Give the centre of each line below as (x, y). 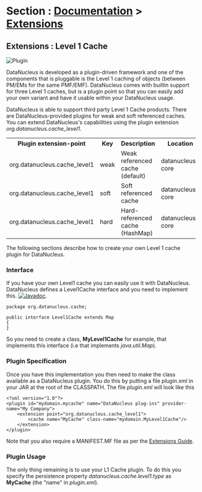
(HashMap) (137, 233)
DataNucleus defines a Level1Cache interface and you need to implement (97, 290)
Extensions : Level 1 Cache (57, 46)
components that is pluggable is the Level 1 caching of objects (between (96, 79)
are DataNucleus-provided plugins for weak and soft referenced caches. (96, 116)
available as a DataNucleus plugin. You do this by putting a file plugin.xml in (100, 381)
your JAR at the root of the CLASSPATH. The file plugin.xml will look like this (100, 387)
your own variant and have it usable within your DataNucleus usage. (90, 98)
